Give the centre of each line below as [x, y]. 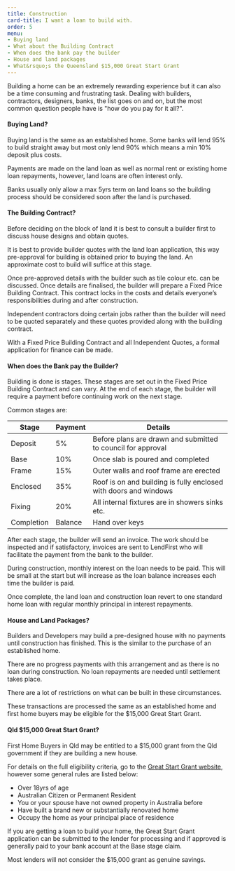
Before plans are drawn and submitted [155, 439]
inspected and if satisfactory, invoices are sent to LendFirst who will [105, 547]
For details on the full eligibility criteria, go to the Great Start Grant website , [115, 767]
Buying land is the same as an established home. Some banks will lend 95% [116, 140]
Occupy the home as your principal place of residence [96, 817]
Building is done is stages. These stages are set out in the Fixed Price [107, 382]
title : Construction [37, 14]
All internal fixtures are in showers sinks [158, 502]
